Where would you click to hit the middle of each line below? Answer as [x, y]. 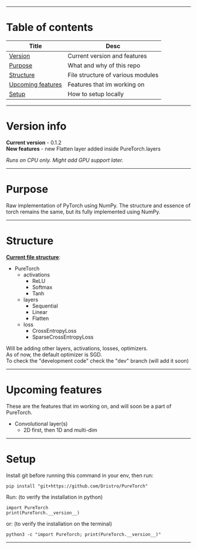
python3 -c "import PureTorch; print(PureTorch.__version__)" [84, 534]
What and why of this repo [104, 65]
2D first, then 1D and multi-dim [60, 430]
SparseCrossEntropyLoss [63, 337]
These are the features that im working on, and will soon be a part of [89, 406]
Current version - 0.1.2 [34, 142]
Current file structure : [33, 257]
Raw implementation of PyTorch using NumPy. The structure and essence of [98, 205]
